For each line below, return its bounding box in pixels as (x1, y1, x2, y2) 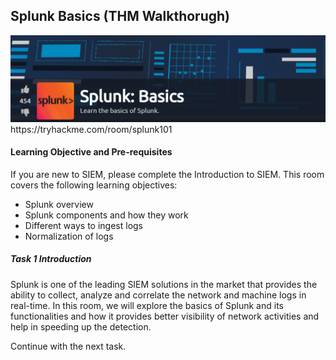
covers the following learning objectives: (10, 179, 178, 191)
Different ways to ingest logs (24, 219, 144, 231)
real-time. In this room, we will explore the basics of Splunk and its (10, 299, 284, 311)
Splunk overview (24, 198, 94, 210)
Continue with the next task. (10, 340, 127, 352)
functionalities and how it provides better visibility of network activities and (10, 310, 320, 322)
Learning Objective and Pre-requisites (10, 146, 173, 158)
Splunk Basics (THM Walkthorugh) (10, 8, 230, 25)
